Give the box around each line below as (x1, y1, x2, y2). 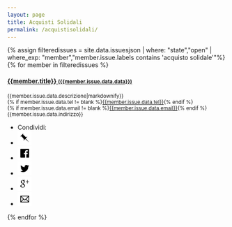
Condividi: (17, 123, 47, 131)
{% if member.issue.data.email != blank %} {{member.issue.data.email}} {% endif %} (7, 105, 208, 112)
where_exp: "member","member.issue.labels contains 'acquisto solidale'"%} (7, 53, 226, 62)
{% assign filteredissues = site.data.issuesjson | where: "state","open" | (7, 46, 212, 54)
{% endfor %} (7, 213, 47, 221)
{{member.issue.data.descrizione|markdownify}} (7, 92, 124, 99)
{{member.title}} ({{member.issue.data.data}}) (7, 77, 132, 85)
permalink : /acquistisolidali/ (7, 26, 98, 33)
